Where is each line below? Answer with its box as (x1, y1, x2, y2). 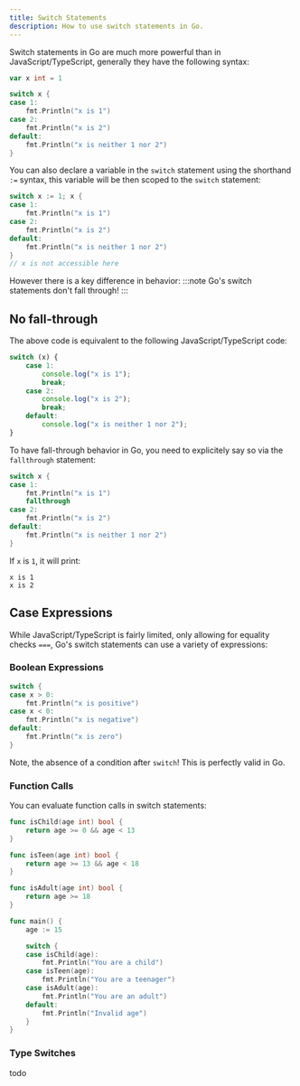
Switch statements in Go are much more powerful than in (9, 46, 221, 57)
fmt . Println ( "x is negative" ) (25, 716, 140, 725)
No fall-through (9, 311, 98, 326)
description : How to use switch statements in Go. (9, 22, 204, 31)
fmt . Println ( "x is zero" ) (25, 733, 124, 742)
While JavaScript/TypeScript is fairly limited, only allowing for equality (9, 629, 270, 640)
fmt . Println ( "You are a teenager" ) (42, 975, 176, 985)
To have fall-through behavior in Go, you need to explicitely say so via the (9, 445, 284, 455)
